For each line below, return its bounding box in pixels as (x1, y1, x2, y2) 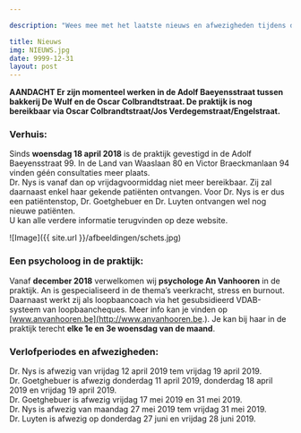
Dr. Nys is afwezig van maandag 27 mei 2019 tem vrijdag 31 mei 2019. (9, 404, 267, 415)
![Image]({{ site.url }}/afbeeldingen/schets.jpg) (9, 232, 182, 243)
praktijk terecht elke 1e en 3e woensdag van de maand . (9, 323, 216, 333)
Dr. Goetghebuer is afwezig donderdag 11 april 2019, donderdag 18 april (9, 376, 273, 386)
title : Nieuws (9, 37, 63, 46)
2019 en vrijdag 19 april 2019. (9, 385, 117, 395)
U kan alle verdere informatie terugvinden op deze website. (9, 215, 228, 226)
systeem (9, 304, 41, 315)
